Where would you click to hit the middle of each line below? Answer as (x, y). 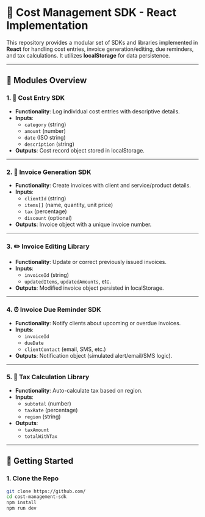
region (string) (42, 417)
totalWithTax (41, 436)
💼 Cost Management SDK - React (92, 13)
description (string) (49, 144)
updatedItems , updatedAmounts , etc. (68, 282)
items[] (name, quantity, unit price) (69, 205)
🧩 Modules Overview (47, 81)
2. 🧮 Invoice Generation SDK (49, 172)
